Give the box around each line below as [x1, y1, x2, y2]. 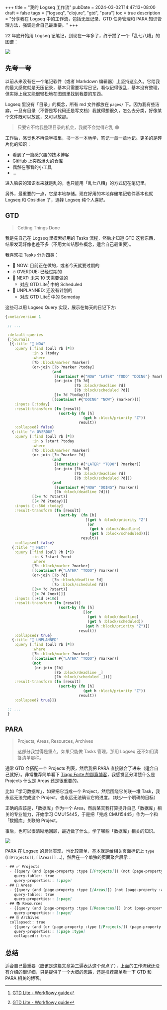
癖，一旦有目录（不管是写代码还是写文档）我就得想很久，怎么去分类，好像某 [5, 107, 162, 113]
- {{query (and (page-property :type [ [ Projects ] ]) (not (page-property [9, 869, 164, 874]
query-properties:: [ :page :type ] [14, 929, 85, 934]
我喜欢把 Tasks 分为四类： [5, 252, 59, 258]
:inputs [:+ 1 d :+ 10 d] [14, 596, 59, 601]
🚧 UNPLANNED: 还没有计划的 [12, 288, 73, 294]
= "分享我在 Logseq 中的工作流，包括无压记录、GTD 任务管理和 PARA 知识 [5, 16, 158, 21]
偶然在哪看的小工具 [12, 164, 52, 170]
